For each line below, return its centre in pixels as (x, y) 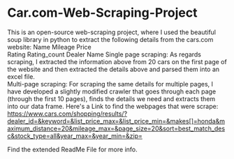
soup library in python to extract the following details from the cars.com (110, 39)
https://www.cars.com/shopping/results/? (67, 114)
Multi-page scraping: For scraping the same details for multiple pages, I (110, 84)
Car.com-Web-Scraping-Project (102, 13)
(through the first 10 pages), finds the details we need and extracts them (111, 98)
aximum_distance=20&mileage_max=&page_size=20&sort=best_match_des (116, 128)
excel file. (21, 76)
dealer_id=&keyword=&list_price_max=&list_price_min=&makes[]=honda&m (116, 121)
